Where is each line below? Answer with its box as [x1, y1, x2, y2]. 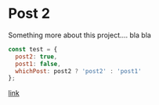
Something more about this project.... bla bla [8, 30, 151, 40]
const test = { [8, 45, 58, 53]
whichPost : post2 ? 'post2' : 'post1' [15, 67, 143, 75]
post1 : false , [15, 60, 61, 68]
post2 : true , [15, 52, 58, 61]
